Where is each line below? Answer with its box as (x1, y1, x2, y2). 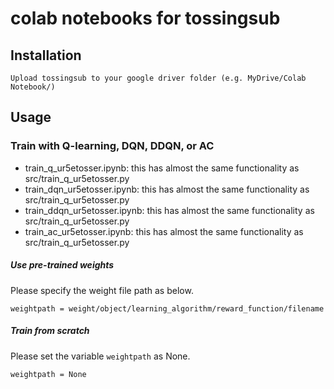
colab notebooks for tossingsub (10, 7, 281, 30)
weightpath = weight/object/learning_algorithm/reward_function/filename (10, 303, 325, 314)
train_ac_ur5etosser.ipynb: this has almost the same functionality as (24, 225, 304, 237)
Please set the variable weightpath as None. (10, 350, 191, 362)
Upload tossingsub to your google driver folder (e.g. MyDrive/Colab (10, 73, 307, 83)
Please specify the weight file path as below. (10, 284, 194, 296)
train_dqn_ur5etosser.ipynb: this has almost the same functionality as (24, 183, 310, 195)
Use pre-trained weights (10, 259, 115, 271)
